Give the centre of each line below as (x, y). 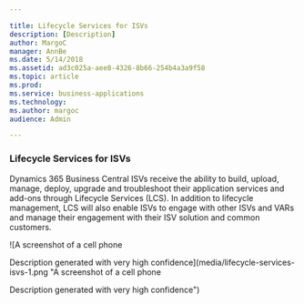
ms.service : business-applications (77, 93)
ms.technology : (38, 102)
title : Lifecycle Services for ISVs (79, 25)
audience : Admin (40, 119)
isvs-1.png (29, 272)
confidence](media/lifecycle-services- (223, 262)
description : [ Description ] (63, 34)
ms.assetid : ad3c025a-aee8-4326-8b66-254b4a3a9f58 (107, 68)
